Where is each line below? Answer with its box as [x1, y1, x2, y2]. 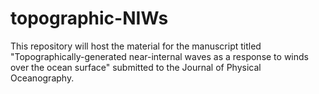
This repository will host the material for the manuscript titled [10, 40, 262, 52]
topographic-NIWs [10, 7, 169, 30]
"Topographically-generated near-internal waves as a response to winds [10, 50, 309, 62]
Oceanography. [10, 72, 75, 84]
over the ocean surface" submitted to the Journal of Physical [10, 61, 262, 73]
